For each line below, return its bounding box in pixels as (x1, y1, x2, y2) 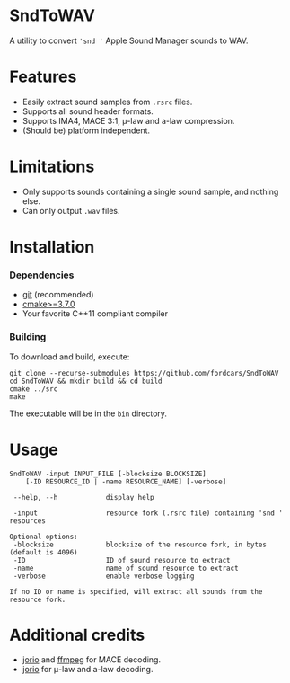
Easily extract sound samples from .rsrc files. (22, 96, 193, 107)
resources (9, 516, 47, 526)
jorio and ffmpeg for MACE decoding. (22, 654, 162, 665)
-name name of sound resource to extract (13, 563, 240, 572)
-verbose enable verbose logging (13, 572, 195, 581)
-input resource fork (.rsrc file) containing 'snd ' (13, 509, 283, 518)
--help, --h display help (13, 492, 154, 501)
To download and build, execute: (9, 351, 130, 362)
